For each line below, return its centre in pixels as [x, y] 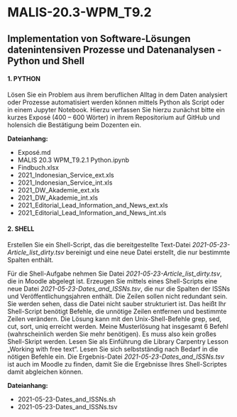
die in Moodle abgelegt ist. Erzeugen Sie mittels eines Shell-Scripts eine [112, 281]
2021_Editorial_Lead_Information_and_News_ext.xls [93, 205]
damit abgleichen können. [45, 372]
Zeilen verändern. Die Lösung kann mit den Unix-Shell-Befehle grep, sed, [115, 319]
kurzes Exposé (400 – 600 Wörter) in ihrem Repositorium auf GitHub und [114, 117]
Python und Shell [46, 61]
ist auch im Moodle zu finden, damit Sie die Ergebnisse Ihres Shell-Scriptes [117, 364]
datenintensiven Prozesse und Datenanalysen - [115, 49]
